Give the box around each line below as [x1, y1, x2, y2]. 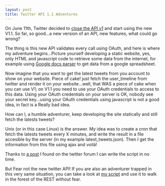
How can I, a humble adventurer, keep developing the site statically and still [5, 111, 158, 117]
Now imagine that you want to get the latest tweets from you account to [5, 70, 150, 76]
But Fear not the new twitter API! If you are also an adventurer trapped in [5, 165, 152, 172]
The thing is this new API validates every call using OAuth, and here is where [5, 45, 160, 51]
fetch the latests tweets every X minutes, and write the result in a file [5, 131, 144, 137]
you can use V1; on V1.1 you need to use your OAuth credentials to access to [5, 86, 160, 92]
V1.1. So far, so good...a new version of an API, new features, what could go [5, 30, 158, 36]
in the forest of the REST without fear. [5, 176, 81, 182]
